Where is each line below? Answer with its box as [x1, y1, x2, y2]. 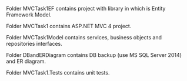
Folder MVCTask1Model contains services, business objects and [6, 34, 162, 41]
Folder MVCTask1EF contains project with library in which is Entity [6, 5, 166, 12]
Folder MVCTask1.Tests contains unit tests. [6, 69, 110, 76]
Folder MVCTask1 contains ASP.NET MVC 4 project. [6, 23, 132, 29]
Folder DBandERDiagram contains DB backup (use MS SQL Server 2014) [6, 52, 182, 58]
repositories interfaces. [6, 41, 63, 47]
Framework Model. [6, 11, 52, 18]
